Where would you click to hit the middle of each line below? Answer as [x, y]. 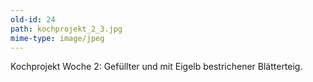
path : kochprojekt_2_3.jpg [66, 29]
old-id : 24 [33, 19]
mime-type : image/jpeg [57, 38]
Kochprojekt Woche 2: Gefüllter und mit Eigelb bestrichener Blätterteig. [156, 67]
